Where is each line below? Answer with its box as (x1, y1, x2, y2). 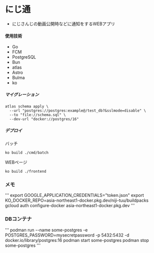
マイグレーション (5, 91, 39, 97)
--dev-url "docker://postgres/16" (9, 117, 79, 122)
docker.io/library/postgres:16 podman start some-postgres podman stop (5, 237, 149, 243)
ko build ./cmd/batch (5, 150, 49, 155)
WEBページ (5, 160, 28, 165)
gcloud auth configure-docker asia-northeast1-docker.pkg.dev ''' (5, 203, 135, 208)
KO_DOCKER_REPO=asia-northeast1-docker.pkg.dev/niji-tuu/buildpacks (5, 197, 149, 203)
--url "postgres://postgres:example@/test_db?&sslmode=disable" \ (9, 108, 146, 113)
